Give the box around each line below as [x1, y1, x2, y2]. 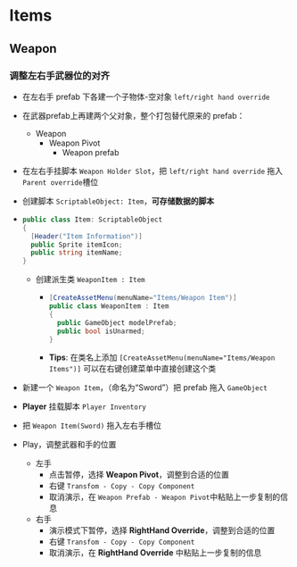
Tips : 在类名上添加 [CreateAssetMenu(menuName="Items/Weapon [48, 352, 276, 363]
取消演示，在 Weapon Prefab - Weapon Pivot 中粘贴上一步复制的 [48, 492, 281, 503]
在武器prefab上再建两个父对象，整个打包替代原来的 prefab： [21, 110, 245, 121]
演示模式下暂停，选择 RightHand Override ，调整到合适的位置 [48, 525, 276, 536]
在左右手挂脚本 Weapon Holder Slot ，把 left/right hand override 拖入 [21, 165, 284, 176]
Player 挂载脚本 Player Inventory [21, 401, 147, 412]
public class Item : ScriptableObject [21, 215, 163, 224]
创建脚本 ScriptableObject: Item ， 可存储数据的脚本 [21, 196, 215, 206]
